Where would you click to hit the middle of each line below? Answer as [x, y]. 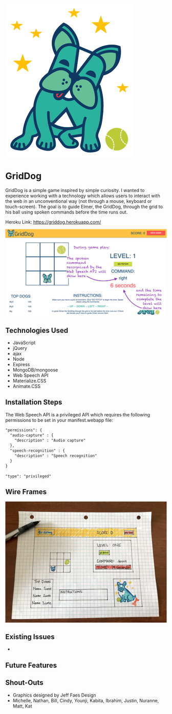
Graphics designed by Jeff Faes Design [54, 695]
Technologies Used [37, 330]
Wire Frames [26, 492]
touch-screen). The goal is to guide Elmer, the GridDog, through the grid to [84, 206]
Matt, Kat [22, 706]
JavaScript [24, 343]
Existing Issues [30, 637]
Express [21, 364]
